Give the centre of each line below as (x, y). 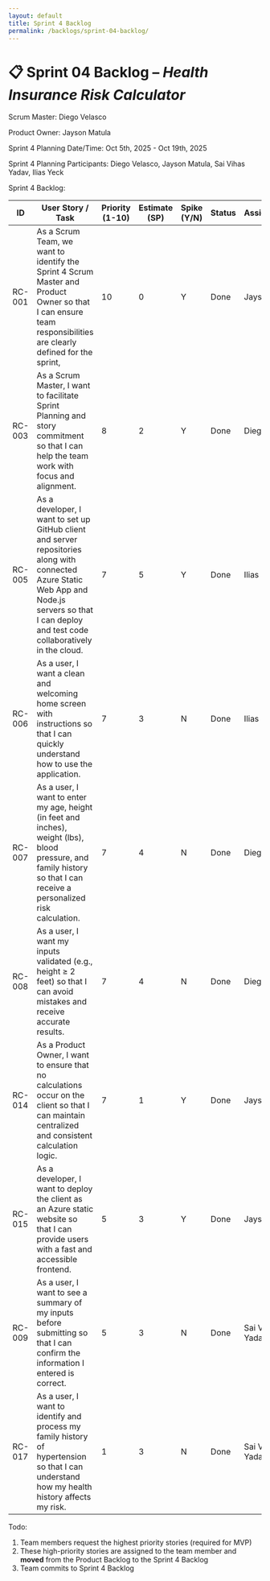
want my (53, 942)
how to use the (65, 764)
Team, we (55, 242)
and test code (63, 631)
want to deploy (65, 1189)
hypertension (61, 1457)
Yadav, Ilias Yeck (36, 172)
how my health (64, 1487)
